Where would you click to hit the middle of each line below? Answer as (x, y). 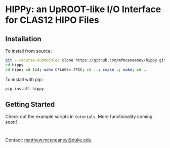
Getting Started (30, 104)
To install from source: (29, 51)
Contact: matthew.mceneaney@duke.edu (48, 140)
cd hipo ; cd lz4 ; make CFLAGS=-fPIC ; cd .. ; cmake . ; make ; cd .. (77, 69)
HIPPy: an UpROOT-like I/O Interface (83, 9)
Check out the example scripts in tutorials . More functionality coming (79, 117)
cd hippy (14, 65)
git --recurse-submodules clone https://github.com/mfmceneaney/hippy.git (86, 60)
